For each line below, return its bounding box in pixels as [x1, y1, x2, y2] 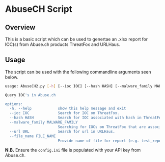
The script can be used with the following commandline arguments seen [5, 69, 151, 75]
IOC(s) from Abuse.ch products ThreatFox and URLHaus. [5, 41, 120, 47]
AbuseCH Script [5, 3, 73, 15]
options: [5, 101, 23, 107]
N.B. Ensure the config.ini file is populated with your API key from [5, 147, 141, 153]
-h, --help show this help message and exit [9, 106, 126, 111]
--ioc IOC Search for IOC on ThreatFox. [9, 111, 120, 116]
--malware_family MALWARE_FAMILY [9, 120, 78, 125]
